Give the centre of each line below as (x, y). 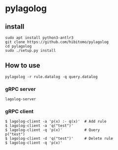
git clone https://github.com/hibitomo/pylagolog (57, 42)
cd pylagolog (18, 46)
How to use (23, 66)
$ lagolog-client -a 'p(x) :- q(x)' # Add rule (56, 122)
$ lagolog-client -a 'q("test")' (39, 126)
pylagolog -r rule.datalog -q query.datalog (51, 77)
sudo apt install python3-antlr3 (39, 38)
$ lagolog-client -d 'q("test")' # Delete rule (59, 139)
